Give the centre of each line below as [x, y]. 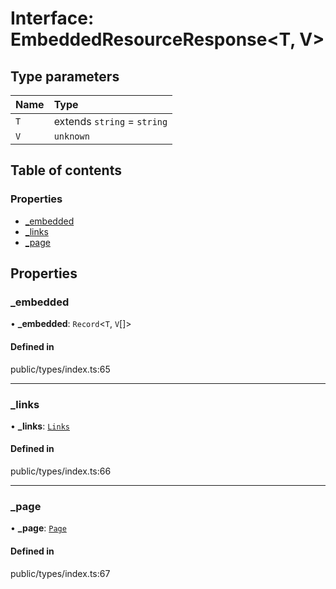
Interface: [52, 18]
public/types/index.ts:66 [61, 471]
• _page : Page [38, 528]
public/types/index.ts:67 [60, 573]
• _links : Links [40, 426]
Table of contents [66, 170]
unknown [71, 136]
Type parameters [65, 76]
